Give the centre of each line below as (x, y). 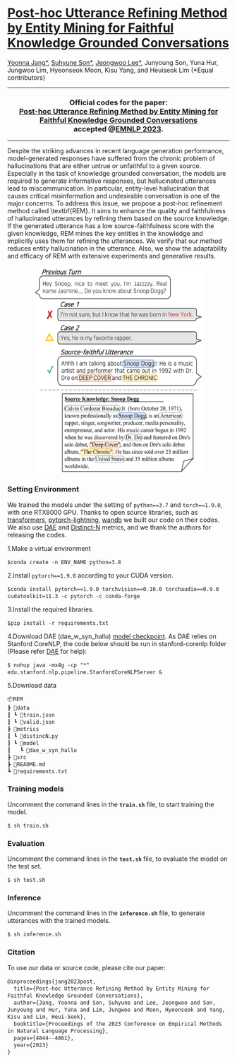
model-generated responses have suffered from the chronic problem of (111, 159)
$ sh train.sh (28, 825)
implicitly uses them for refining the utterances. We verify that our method (115, 241)
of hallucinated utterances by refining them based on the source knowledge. (119, 219)
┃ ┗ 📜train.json (31, 715)
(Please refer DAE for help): (47, 651)
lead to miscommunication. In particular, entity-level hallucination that (108, 189)
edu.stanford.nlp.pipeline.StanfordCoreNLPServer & (85, 672)
